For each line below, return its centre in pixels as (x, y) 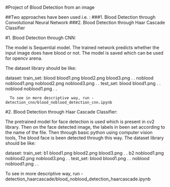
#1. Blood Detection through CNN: (41, 38)
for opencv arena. (24, 58)
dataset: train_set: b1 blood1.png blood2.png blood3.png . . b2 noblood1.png (84, 153)
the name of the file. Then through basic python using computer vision (79, 132)
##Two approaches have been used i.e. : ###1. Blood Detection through (80, 17)
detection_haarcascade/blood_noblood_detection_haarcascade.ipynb (78, 179)
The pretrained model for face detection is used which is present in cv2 (80, 122)
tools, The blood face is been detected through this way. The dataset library (84, 138)
